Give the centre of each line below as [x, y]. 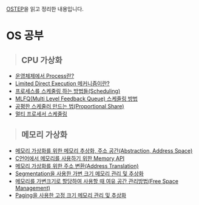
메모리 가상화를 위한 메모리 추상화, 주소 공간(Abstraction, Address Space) [104, 150]
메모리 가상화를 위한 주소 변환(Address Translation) [77, 165]
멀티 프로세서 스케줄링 [41, 114]
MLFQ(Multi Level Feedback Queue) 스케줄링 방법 [76, 99]
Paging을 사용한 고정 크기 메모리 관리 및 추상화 [70, 195]
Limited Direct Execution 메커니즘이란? [62, 83]
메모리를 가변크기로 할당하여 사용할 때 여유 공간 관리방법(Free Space [97, 181]
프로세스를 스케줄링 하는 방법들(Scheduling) [68, 91]
